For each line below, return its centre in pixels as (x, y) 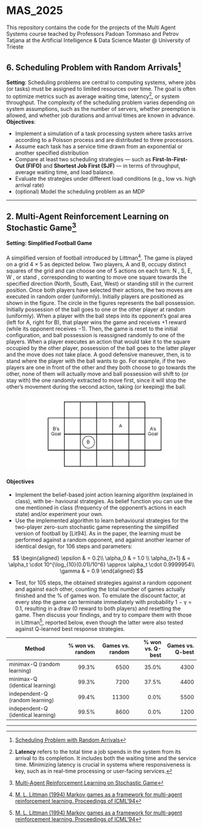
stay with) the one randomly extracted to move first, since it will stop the (96, 380)
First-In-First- (170, 159)
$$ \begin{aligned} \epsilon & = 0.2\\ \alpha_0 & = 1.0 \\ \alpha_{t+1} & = (101, 558)
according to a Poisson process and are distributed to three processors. (105, 140)
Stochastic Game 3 (41, 227)
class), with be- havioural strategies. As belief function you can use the (104, 502)
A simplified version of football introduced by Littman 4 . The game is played (100, 257)
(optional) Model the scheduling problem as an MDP (80, 192)
